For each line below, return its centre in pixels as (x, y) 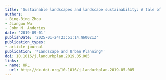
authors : (14, 14)
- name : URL (17, 65)
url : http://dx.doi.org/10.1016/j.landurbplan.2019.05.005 (72, 70)
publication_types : (25, 42)
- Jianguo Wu (19, 24)
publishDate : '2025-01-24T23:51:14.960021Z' (52, 38)
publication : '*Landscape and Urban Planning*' (55, 51)
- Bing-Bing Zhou (23, 19)
